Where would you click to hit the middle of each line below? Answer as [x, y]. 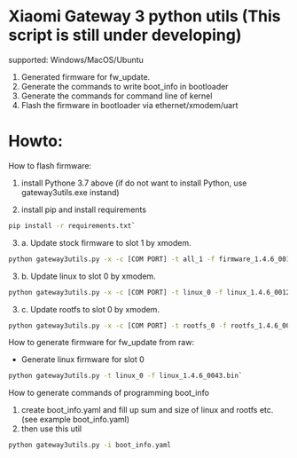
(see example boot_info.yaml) [75, 420]
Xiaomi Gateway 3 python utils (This [145, 16]
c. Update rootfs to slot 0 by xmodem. [90, 309]
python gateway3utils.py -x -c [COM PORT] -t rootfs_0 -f [117, 326]
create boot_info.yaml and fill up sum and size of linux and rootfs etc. [147, 410]
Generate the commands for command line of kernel [117, 96]
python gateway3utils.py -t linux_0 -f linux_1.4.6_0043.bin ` [125, 376]
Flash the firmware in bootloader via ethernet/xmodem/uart [129, 105]
